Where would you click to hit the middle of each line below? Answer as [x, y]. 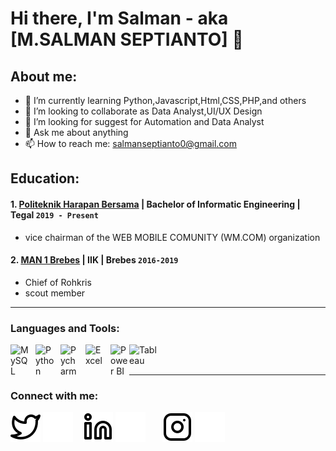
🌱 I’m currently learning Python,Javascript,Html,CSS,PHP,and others [165, 100]
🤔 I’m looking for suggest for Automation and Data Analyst [144, 121]
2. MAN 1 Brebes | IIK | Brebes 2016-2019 [94, 260]
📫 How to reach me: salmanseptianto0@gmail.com [130, 143]
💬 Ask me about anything [76, 132]
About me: [44, 76]
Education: [45, 178]
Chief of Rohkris [58, 282]
